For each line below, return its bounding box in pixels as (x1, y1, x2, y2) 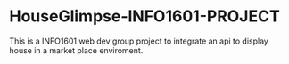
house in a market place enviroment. (9, 44, 144, 55)
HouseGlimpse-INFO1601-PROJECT (9, 6, 281, 27)
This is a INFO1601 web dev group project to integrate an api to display (9, 36, 269, 46)
